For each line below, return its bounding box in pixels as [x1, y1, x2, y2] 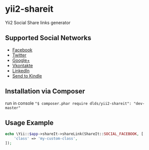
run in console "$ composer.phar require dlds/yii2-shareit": [5, 100, 132, 106]
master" [5, 105, 21, 110]
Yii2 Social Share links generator [5, 20, 71, 25]
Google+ [12, 57, 30, 63]
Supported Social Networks [5, 34, 92, 42]
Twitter [12, 52, 27, 58]
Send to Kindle [12, 73, 42, 79]
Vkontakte [12, 62, 33, 68]
